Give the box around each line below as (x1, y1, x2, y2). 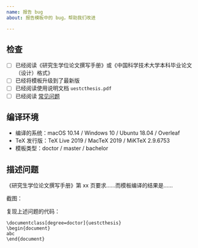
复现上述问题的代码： (6, 208, 60, 215)
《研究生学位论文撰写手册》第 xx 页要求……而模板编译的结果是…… (6, 182, 173, 189)
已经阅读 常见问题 (15, 92, 60, 100)
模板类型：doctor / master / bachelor (15, 145, 109, 152)
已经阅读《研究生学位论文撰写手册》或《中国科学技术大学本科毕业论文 (15, 62, 193, 69)
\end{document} (6, 236, 45, 242)
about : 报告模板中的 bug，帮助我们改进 (6, 15, 96, 21)
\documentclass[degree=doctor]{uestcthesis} (6, 220, 122, 227)
